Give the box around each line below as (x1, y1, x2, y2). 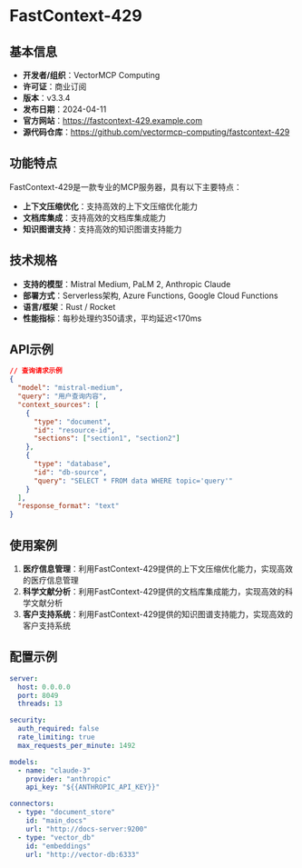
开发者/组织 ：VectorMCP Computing (22, 70, 161, 80)
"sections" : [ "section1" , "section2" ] (33, 434, 180, 444)
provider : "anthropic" (25, 774, 112, 783)
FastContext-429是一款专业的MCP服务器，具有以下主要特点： (9, 181, 242, 192)
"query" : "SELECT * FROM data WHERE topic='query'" (33, 476, 233, 485)
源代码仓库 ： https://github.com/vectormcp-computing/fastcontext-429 (22, 126, 290, 137)
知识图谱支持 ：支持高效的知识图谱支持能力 (22, 224, 182, 234)
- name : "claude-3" (17, 765, 92, 775)
